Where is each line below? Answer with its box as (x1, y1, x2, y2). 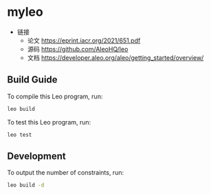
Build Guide (7, 74, 58, 86)
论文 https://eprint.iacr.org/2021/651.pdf (27, 36, 141, 45)
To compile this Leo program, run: (7, 92, 103, 100)
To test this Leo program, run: (7, 118, 91, 126)
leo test (7, 131, 32, 138)
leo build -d (7, 182, 45, 189)
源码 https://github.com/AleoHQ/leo (27, 45, 129, 53)
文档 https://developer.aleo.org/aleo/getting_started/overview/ (27, 53, 204, 62)
